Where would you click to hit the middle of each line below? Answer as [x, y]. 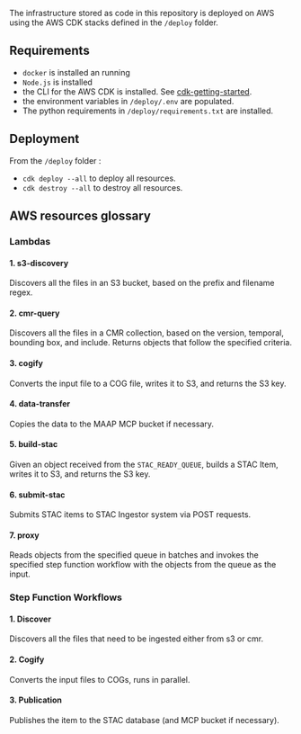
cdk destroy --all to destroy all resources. [102, 187]
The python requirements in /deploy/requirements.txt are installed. [148, 111]
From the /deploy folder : [55, 160]
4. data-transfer [40, 404]
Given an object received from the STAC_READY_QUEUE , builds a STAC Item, [144, 464]
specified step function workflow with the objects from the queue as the [143, 565]
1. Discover [31, 619]
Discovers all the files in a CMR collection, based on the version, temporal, [147, 333]
